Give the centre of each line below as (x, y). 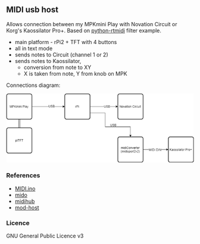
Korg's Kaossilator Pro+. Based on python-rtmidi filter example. (84, 30)
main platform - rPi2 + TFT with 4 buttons (66, 42)
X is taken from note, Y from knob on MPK (75, 73)
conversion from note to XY (57, 67)
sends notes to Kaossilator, (48, 61)
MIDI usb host (32, 10)
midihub (25, 201)
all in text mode (34, 48)
